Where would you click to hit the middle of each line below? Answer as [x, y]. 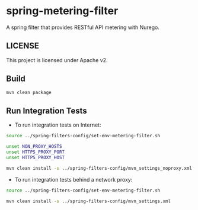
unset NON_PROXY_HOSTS [34, 147]
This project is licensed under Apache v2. [57, 60]
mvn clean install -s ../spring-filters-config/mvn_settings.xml [88, 201]
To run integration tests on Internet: [58, 125]
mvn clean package [29, 92]
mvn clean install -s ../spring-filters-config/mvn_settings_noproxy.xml [99, 168]
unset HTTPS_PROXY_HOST [36, 157]
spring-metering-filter [62, 11]
